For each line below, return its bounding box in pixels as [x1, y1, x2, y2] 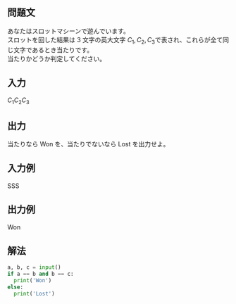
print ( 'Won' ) [13, 277, 52, 284]
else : [7, 284, 23, 291]
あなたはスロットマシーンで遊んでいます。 [7, 27, 130, 35]
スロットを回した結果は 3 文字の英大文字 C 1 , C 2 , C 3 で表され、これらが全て [7, 35, 223, 46]
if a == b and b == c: [7, 270, 74, 278]
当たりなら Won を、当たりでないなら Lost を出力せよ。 [7, 140, 170, 148]
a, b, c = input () [7, 264, 61, 271]
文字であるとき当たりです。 [13, 45, 94, 54]
